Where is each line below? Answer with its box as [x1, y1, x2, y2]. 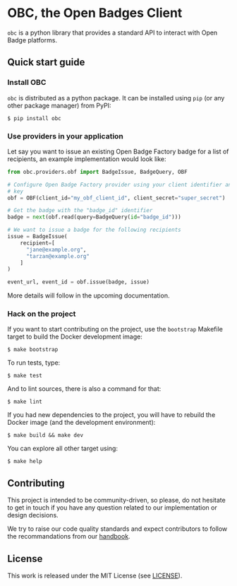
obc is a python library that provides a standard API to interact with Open [7, 28, 218, 37]
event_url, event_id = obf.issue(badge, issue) [7, 279, 150, 286]
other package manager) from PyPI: [7, 101, 111, 110]
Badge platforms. [7, 35, 58, 44]
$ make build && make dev [7, 432, 83, 439]
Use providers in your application [7, 131, 123, 141]
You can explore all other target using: [7, 444, 119, 453]
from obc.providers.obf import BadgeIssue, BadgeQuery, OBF [7, 168, 188, 175]
